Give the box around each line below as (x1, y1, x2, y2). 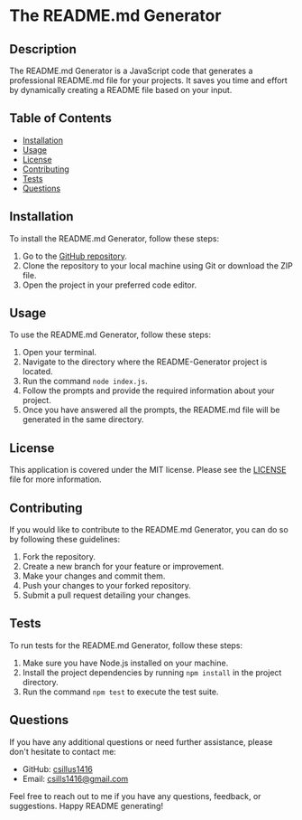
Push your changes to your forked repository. (22, 580, 192, 591)
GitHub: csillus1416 (22, 763, 93, 774)
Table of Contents (9, 110, 113, 127)
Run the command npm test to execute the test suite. (22, 686, 219, 697)
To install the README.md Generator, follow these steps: (9, 232, 219, 244)
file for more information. (9, 474, 102, 485)
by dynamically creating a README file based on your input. (9, 85, 233, 95)
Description (9, 42, 77, 57)
